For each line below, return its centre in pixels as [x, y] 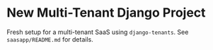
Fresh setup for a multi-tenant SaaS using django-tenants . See [98, 32]
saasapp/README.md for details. [50, 39]
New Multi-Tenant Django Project [106, 13]
